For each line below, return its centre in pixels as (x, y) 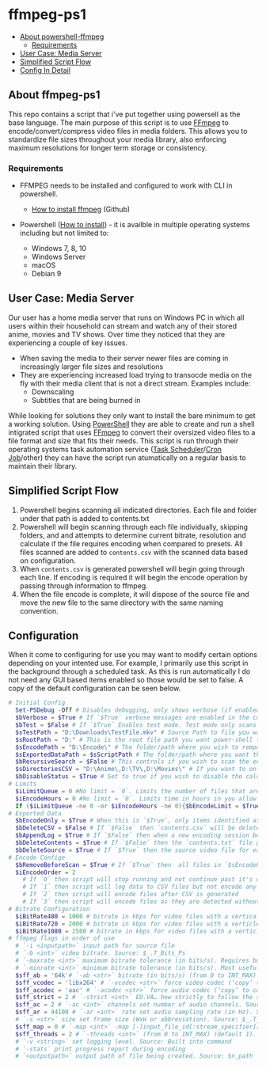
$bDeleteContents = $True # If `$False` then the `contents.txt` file (134, 843)
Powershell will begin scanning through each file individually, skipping (133, 526)
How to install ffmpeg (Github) (81, 209)
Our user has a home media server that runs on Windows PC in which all (126, 317)
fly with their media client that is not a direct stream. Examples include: (135, 383)
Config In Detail (45, 70)
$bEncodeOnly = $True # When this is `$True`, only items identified (132, 821)
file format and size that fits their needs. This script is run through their (123, 440)
